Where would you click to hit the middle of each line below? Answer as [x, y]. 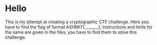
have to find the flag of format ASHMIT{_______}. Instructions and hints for [79, 27]
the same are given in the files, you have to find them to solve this [71, 32]
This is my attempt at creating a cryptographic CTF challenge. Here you [77, 22]
